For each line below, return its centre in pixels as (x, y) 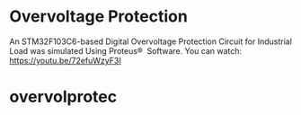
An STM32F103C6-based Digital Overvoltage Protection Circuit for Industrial (150, 41)
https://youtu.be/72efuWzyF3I (65, 60)
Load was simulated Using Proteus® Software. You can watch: (126, 50)
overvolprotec (63, 97)
